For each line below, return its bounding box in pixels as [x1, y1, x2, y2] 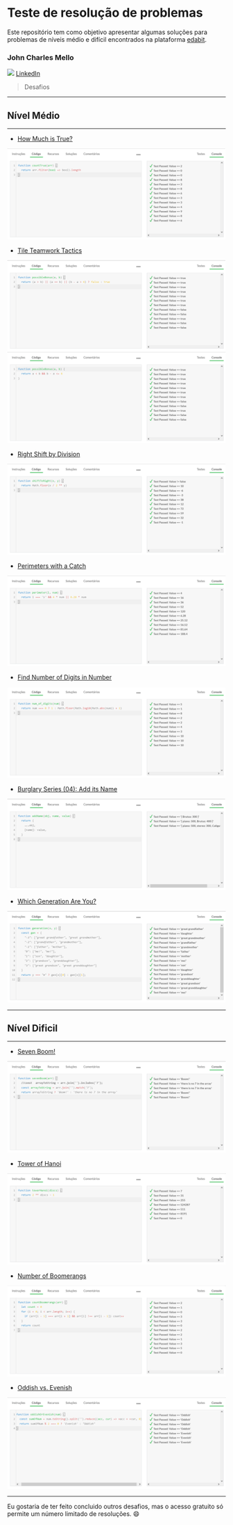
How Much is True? [17, 134, 73, 143]
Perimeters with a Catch [17, 562, 87, 570]
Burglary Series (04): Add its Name [17, 785, 118, 793]
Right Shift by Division [17, 450, 80, 459]
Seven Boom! [17, 1048, 55, 1056]
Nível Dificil [7, 1022, 58, 1034]
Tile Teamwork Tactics [17, 246, 83, 255]
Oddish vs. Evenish [17, 1384, 73, 1392]
